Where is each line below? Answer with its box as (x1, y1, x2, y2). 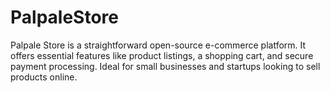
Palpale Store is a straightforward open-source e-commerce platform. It (10, 39, 307, 51)
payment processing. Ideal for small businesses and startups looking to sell (10, 60, 321, 72)
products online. (10, 71, 78, 83)
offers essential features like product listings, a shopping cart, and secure (10, 49, 314, 61)
